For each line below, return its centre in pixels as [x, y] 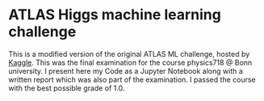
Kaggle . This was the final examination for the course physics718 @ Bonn [130, 63]
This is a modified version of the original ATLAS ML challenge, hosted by [129, 54]
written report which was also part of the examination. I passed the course [132, 79]
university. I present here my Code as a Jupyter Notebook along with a [126, 71]
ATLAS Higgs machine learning [115, 15]
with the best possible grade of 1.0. [67, 88]
